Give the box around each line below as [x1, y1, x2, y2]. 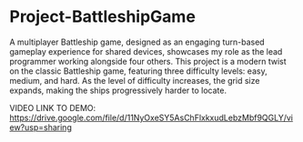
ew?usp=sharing [9, 121, 73, 133]
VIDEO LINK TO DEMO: [9, 102, 96, 113]
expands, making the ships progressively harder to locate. [9, 85, 227, 96]
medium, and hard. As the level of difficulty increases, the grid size [9, 75, 260, 86]
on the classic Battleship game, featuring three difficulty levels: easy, [9, 66, 268, 76]
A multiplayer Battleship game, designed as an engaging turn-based [9, 36, 266, 47]
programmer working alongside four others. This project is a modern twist [9, 56, 287, 66]
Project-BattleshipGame [9, 6, 196, 27]
